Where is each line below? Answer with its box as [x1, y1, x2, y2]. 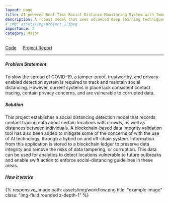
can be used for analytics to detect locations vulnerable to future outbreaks [5, 151, 162, 158]
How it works [5, 174, 34, 180]
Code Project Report [5, 45, 53, 50]
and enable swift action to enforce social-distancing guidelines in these [5, 157, 153, 163]
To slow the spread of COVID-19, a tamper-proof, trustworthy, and [5, 74, 142, 80]
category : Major [5, 31, 39, 36]
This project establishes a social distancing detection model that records [5, 114, 156, 120]
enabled [5, 79, 22, 85]
